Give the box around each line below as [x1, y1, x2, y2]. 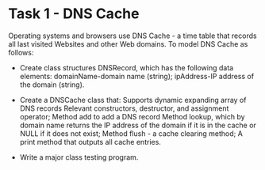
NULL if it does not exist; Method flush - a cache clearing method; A [19, 128, 244, 138]
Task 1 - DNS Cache [8, 5, 140, 23]
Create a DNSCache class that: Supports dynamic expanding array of [19, 95, 247, 104]
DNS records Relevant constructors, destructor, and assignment [19, 104, 229, 113]
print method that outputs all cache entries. [19, 137, 161, 146]
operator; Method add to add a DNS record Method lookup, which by [19, 111, 245, 121]
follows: [8, 47, 34, 57]
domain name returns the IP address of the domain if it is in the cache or [19, 120, 256, 130]
